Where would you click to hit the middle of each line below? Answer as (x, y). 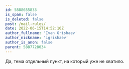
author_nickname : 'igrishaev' (37, 38)
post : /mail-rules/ (26, 24)
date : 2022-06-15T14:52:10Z (35, 28)
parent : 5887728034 (26, 47)
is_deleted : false (24, 19)
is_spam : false (21, 14)
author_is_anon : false (29, 42)
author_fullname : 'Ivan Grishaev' (41, 33)
